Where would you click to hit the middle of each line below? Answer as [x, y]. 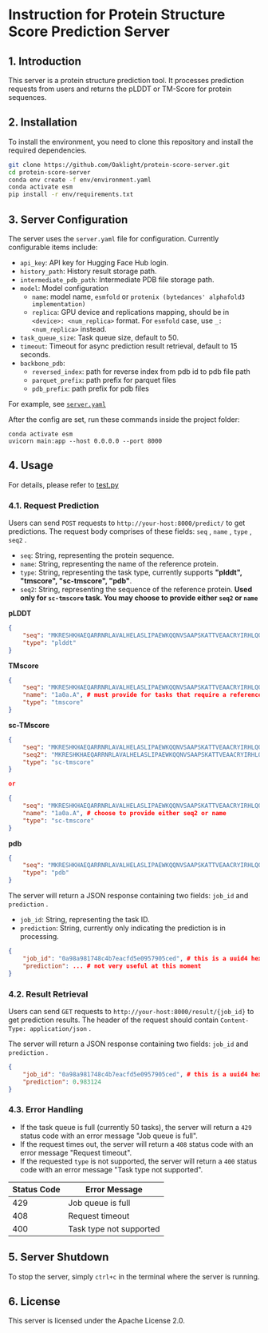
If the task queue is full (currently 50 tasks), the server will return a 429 [136, 1127]
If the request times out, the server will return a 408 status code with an [136, 1144]
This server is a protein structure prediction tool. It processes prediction [126, 80]
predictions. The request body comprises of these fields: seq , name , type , [130, 531]
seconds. [35, 354]
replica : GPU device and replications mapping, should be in [130, 312]
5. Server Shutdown [59, 1257]
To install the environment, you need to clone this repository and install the [131, 141]
